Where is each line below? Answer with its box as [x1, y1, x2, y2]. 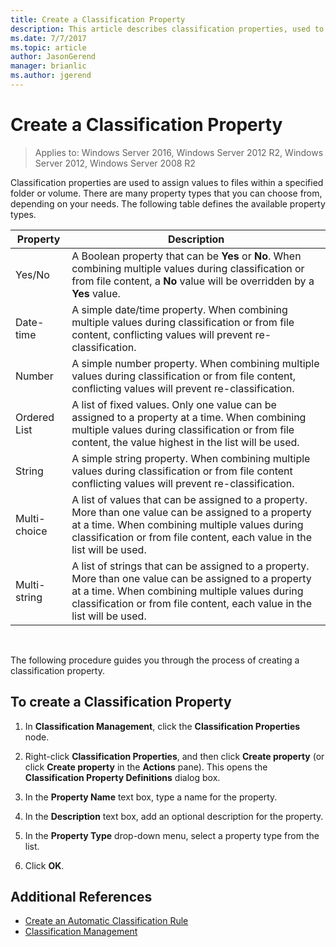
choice [15, 524, 48, 538]
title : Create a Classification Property [10, 14, 186, 25]
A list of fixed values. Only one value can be [71, 397, 277, 411]
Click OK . [24, 859, 65, 871]
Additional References [10, 889, 153, 906]
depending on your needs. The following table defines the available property [10, 197, 326, 210]
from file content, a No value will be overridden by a [71, 274, 315, 288]
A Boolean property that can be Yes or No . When [71, 249, 302, 263]
